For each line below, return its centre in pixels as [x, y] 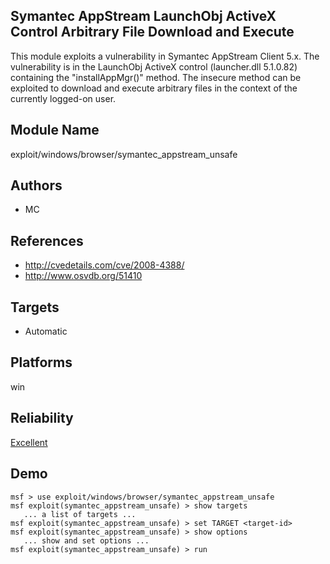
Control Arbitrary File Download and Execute [152, 32]
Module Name [55, 130]
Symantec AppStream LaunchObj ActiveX [143, 16]
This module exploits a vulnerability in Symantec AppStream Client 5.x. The [165, 56]
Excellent [29, 442]
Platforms [41, 362]
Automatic [46, 331]
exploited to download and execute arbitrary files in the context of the [154, 88]
